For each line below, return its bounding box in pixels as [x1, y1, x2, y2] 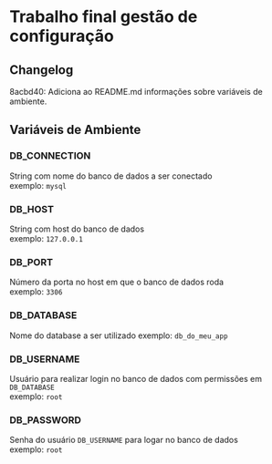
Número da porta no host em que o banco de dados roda [9, 276, 225, 288]
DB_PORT [9, 255, 53, 268]
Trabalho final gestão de [9, 6, 198, 27]
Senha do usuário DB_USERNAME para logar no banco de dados [9, 435, 239, 446]
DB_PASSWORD [9, 413, 82, 426]
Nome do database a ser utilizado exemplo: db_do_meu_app [9, 330, 228, 341]
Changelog [9, 62, 74, 77]
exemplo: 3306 [9, 286, 63, 297]
